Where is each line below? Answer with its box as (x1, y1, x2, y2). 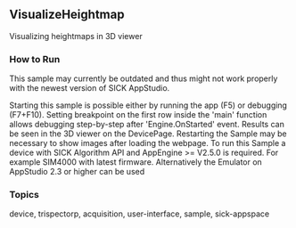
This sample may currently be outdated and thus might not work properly (9, 73, 278, 84)
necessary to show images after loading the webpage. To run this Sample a (9, 138, 286, 149)
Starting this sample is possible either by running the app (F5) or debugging (9, 100, 288, 110)
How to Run (9, 53, 61, 65)
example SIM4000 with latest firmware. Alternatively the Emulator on (9, 157, 263, 167)
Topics (9, 189, 40, 201)
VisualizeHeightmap (9, 7, 125, 22)
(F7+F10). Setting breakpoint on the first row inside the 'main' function (9, 110, 267, 120)
